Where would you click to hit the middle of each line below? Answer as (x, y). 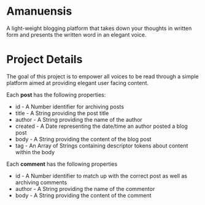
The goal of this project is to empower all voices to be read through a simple (103, 76)
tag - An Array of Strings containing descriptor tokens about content (102, 146)
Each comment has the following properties (62, 164)
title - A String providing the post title (62, 113)
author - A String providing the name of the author (79, 119)
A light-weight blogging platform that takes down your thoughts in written (99, 28)
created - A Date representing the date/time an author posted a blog (102, 126)
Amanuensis (39, 11)
